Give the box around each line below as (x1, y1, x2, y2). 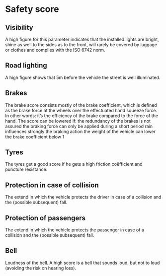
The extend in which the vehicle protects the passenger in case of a (5, 227, 144, 233)
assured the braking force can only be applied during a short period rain (5, 123, 153, 129)
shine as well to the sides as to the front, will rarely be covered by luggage (5, 42, 158, 48)
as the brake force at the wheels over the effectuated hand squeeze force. (5, 107, 158, 113)
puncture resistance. (5, 166, 48, 172)
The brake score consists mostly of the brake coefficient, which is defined (5, 102, 158, 108)
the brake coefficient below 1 (5, 134, 65, 139)
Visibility (5, 23, 33, 32)
